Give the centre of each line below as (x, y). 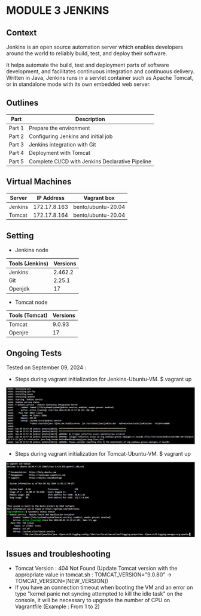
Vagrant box (99, 198)
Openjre (19, 332)
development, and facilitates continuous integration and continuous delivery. (100, 71)
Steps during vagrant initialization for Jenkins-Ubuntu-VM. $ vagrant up (103, 379)
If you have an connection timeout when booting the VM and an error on (104, 587)
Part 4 (16, 153)
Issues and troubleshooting (58, 554)
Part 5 (16, 161)
